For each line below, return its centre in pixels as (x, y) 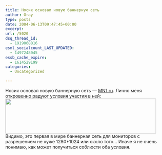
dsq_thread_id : (22, 39)
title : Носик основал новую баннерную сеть (53, 10)
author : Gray (19, 15)
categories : (18, 67)
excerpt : (15, 29)
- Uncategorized (27, 72)
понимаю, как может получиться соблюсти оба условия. (68, 147)
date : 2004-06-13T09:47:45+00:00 (41, 24)
